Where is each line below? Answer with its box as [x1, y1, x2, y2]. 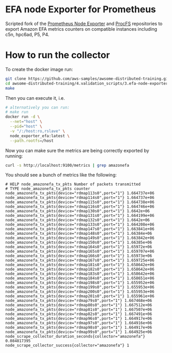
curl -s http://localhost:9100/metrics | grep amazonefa [5, 163, 130, 168]
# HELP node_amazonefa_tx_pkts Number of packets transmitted [5, 182, 141, 187]
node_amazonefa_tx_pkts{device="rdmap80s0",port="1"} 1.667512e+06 [5, 303, 153, 308]
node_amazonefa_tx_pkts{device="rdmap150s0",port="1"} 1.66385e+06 [5, 240, 153, 245]
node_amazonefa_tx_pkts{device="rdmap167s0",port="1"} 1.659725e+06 [5, 258, 155, 263]
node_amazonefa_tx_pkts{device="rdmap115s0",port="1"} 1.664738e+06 [5, 200, 155, 205]
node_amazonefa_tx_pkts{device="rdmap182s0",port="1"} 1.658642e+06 [5, 267, 155, 272]
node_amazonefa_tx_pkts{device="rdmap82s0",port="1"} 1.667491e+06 [5, 312, 153, 317]
